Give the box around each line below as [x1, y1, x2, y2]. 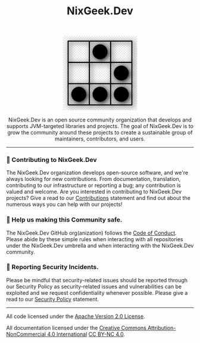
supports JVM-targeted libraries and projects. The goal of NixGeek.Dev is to [6, 122, 194, 129]
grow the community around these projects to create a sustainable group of [7, 129, 193, 136]
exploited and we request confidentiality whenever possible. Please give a [6, 289, 188, 296]
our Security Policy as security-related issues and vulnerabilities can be [6, 283, 182, 290]
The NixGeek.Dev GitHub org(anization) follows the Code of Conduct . [6, 229, 177, 236]
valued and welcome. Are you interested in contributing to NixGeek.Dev [6, 188, 182, 195]
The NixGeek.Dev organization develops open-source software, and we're [6, 169, 189, 176]
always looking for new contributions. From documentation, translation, [6, 176, 181, 183]
